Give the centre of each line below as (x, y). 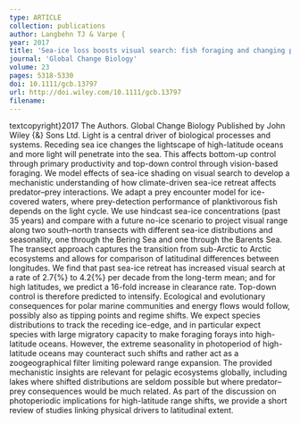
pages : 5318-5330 (42, 76)
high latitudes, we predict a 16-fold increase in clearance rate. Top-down (143, 287)
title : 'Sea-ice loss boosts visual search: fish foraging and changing (147, 51)
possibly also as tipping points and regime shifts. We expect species (135, 316)
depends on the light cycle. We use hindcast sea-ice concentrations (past (145, 212)
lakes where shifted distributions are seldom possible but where (127, 382)
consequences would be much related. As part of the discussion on (152, 391)
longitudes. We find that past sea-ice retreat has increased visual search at (147, 268)
